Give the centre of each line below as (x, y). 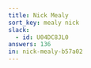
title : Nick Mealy (38, 15)
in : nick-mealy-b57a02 (45, 52)
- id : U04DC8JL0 (42, 37)
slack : (19, 30)
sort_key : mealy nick (44, 23)
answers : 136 (30, 45)
